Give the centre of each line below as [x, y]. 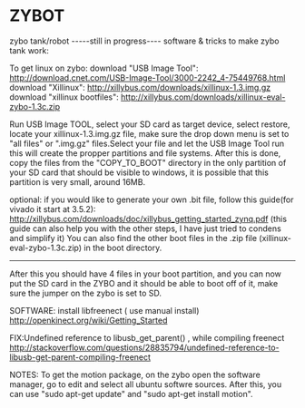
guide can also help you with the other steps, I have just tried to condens [145, 228]
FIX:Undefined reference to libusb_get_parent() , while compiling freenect [147, 337]
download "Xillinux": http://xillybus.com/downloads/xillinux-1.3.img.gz [140, 87]
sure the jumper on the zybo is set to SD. [85, 293]
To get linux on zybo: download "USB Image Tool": [104, 68]
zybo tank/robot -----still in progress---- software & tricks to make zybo [144, 41]
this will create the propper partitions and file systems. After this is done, [145, 153]
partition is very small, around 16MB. [78, 181]
